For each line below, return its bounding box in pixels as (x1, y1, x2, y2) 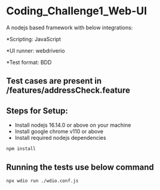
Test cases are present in (6, 76, 102, 86)
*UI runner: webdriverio (6, 47, 65, 54)
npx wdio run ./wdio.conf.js (6, 177, 79, 183)
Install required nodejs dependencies (14, 134, 106, 142)
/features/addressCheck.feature (6, 85, 130, 96)
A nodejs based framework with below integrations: (6, 24, 133, 31)
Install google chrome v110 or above (14, 128, 103, 135)
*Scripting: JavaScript (6, 35, 61, 42)
